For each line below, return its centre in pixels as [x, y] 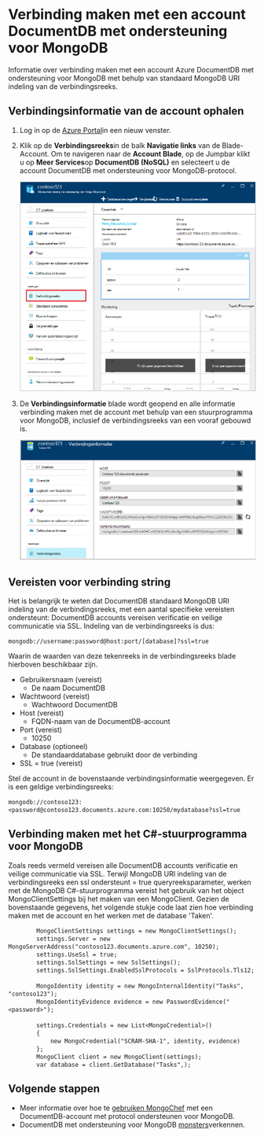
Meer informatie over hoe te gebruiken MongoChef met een [116, 1108]
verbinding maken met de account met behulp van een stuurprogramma [136, 412]
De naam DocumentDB [68, 688]
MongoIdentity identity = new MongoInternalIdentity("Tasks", [140, 986]
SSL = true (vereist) [51, 763]
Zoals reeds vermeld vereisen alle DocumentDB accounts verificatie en [123, 865]
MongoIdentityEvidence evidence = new [100, 1002]
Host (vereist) [42, 713]
